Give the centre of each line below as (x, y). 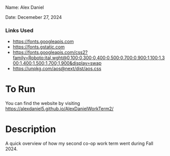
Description (31, 129)
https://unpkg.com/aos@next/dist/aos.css (57, 69)
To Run (20, 89)
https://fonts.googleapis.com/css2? (50, 53)
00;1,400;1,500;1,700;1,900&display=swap (57, 63)
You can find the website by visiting (43, 103)
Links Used (19, 30)
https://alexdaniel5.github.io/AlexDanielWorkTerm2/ (59, 109)
